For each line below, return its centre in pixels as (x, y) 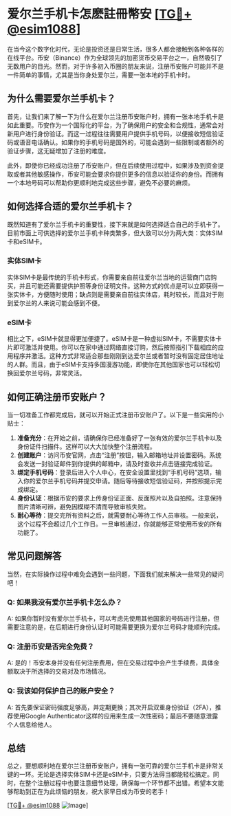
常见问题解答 (34, 556)
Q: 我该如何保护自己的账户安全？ (61, 691)
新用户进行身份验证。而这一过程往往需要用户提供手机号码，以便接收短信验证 (115, 133)
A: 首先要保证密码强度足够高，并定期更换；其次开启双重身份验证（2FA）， (111, 707)
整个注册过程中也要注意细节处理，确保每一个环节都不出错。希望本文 (121, 783)
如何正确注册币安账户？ (57, 397)
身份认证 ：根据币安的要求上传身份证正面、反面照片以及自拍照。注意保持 (119, 498)
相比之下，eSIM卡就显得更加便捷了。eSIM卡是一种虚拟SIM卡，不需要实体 (111, 339)
